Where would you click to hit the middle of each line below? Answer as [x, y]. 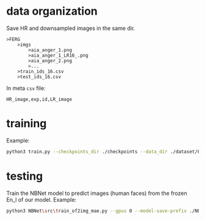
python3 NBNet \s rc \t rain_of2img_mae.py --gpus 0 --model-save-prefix [97, 211]
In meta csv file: [26, 88]
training [27, 124]
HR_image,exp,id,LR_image [39, 99]
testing [25, 176]
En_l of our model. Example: [41, 199]
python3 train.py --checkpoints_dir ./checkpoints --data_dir [87, 152]
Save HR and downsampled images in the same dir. [71, 28]
